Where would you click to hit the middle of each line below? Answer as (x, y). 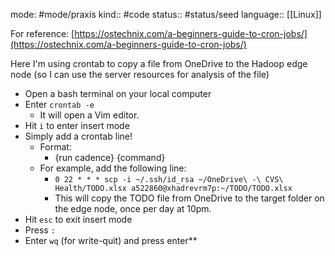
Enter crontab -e (59, 104)
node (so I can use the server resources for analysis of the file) (140, 74)
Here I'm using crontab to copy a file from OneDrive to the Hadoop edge (159, 63)
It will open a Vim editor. (89, 115)
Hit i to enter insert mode (77, 125)
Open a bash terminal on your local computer (118, 93)
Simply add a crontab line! (78, 136)
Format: (55, 147)
